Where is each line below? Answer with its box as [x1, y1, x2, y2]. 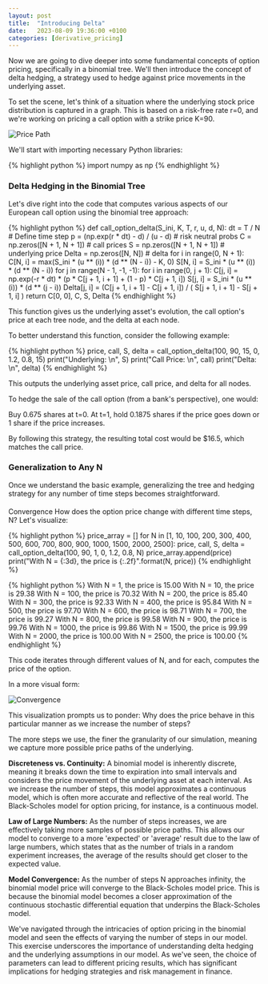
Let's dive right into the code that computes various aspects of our [8, 199, 228, 208]
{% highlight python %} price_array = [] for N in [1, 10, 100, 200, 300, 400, [8, 531, 252, 540]
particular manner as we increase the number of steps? [8, 719, 190, 729]
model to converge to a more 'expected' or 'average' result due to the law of [8, 833, 260, 843]
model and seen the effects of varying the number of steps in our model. [8, 933, 248, 942]
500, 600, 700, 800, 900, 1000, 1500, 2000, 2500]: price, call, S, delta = [8, 540, 246, 549]
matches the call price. [8, 442, 84, 452]
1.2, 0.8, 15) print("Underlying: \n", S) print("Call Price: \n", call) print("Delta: [8, 354, 258, 364]
